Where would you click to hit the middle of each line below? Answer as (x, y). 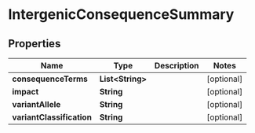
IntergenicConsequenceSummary (121, 15)
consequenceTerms (50, 79)
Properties (35, 44)
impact (25, 92)
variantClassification (52, 117)
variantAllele (36, 104)
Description (177, 66)
